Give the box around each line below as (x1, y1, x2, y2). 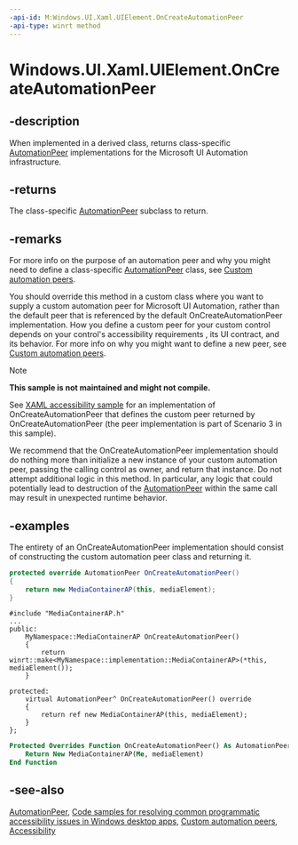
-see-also (9, 783, 65, 798)
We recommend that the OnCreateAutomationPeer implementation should (9, 446, 278, 456)
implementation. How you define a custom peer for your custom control (9, 319, 271, 330)
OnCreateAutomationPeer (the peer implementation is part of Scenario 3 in (9, 419, 282, 430)
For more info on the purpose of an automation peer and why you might (9, 255, 271, 266)
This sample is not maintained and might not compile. (9, 382, 211, 393)
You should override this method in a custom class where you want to (9, 291, 264, 302)
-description (9, 114, 80, 129)
